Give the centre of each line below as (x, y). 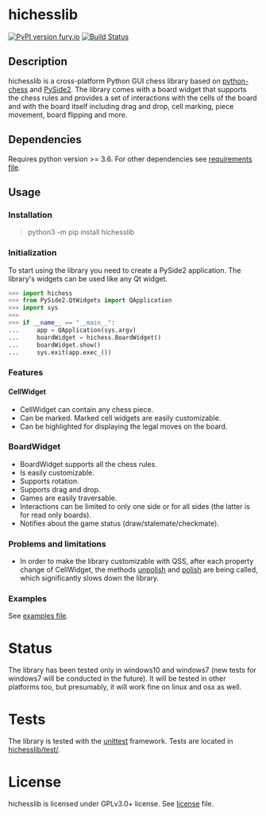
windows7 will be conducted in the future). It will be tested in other (117, 678)
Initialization (33, 253)
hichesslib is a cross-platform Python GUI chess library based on (114, 80)
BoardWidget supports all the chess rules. (88, 464)
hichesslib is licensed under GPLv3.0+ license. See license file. (111, 804)
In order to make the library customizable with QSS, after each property (137, 561)
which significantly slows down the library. (89, 578)
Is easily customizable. (57, 472)
